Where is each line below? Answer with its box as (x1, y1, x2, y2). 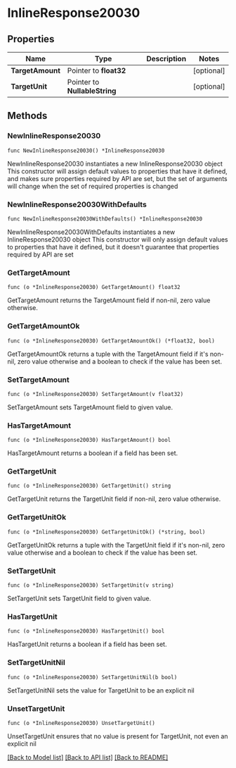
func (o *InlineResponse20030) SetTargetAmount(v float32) (7, 390, 184, 397)
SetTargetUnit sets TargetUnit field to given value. (7, 594, 152, 603)
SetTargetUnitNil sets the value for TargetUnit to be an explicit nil (7, 686, 195, 695)
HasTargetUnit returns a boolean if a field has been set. (7, 640, 167, 649)
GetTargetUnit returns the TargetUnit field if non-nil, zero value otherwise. (7, 495, 221, 503)
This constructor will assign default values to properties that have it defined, (7, 167, 228, 175)
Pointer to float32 (67, 66, 126, 75)
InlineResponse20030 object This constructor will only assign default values (7, 235, 228, 244)
